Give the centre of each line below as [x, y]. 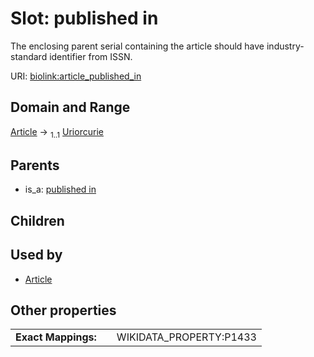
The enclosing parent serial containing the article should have [137, 46]
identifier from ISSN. [91, 56]
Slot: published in [84, 18]
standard [29, 56]
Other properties [63, 310]
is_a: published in [60, 189]
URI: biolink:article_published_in [76, 76]
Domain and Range [70, 107]
